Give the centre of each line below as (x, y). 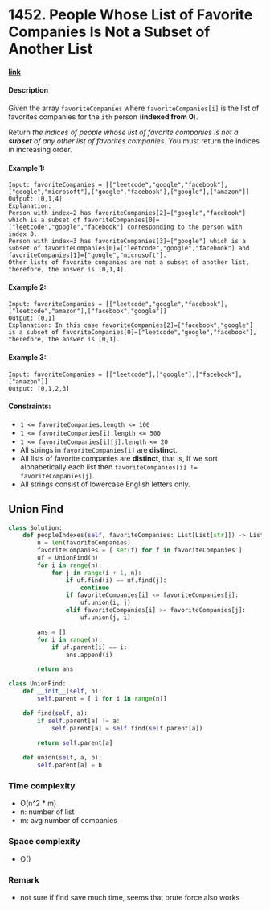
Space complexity (44, 842)
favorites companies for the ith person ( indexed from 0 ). (103, 116)
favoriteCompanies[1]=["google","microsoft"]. (88, 255)
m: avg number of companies (69, 821)
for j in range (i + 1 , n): (96, 573)
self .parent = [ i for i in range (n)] (102, 699)
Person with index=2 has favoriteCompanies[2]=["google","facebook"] (127, 213)
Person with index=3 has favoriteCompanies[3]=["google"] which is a (127, 242)
